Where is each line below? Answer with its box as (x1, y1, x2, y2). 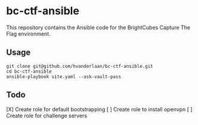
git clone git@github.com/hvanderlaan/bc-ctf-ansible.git (6, 63, 153, 69)
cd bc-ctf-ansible (6, 68, 52, 74)
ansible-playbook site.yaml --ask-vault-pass (6, 73, 121, 80)
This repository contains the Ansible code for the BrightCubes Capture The (6, 24, 191, 31)
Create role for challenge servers (6, 112, 88, 119)
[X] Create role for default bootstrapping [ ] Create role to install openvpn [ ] (6, 105, 193, 112)
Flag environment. (6, 30, 51, 37)
